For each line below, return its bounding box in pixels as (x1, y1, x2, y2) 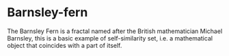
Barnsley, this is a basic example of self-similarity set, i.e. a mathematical (7, 34, 213, 42)
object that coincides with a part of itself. (7, 41, 122, 49)
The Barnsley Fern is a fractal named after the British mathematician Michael (7, 27, 223, 35)
